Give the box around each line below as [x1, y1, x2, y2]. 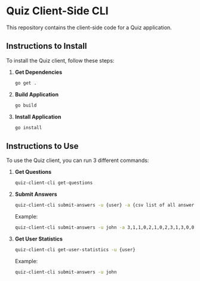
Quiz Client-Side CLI [6, 4, 109, 18]
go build [14, 102, 37, 108]
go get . [14, 80, 37, 86]
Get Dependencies [14, 68, 63, 76]
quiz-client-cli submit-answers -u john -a [14, 224, 125, 230]
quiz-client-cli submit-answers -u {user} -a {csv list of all [14, 202, 176, 208]
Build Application [14, 90, 59, 98]
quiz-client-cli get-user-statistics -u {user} [14, 246, 136, 252]
